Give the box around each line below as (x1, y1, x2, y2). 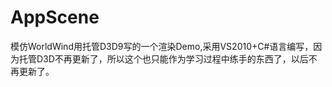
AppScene (10, 6, 100, 29)
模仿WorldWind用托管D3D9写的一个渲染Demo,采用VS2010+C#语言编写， (10, 40, 314, 52)
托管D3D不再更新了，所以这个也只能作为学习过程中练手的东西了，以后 (18, 52, 309, 65)
